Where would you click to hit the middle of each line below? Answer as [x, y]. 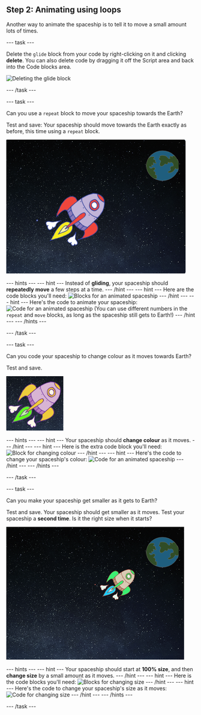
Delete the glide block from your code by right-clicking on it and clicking [96, 54]
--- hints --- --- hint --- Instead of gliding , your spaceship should [87, 283]
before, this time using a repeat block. [53, 131]
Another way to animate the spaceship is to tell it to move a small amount [97, 24]
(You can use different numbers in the [141, 308]
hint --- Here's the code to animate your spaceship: [74, 302]
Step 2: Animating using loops [64, 10]
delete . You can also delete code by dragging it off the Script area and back [100, 60]
